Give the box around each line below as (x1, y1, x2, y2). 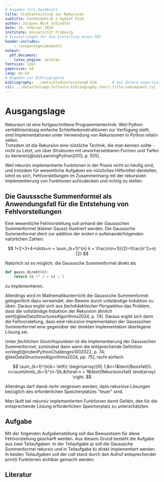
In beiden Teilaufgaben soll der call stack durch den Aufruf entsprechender (5, 451, 157, 457)
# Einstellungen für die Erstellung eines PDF (5, 35, 102, 40)
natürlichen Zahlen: (5, 236, 44, 242)
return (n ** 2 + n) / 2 (14, 275, 64, 279)
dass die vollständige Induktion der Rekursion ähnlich (5, 308, 112, 314)
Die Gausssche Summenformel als (5, 192, 112, 201)
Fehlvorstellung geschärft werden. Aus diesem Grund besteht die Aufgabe (5, 436, 155, 441)
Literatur (5, 471, 32, 479)
